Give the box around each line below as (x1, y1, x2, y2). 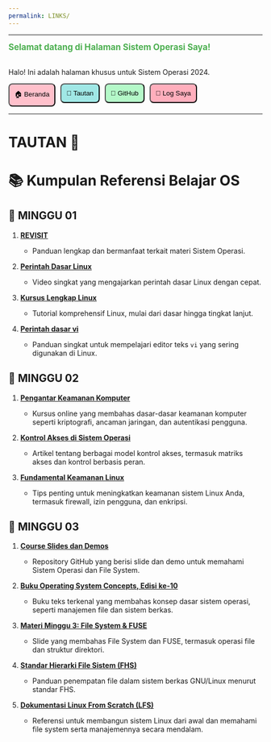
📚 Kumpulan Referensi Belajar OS (8, 172, 240, 189)
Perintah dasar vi (19, 324, 79, 334)
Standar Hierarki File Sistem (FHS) (19, 661, 137, 670)
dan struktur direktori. (31, 645, 105, 655)
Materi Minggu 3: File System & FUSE (19, 621, 148, 631)
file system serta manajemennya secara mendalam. (31, 724, 204, 734)
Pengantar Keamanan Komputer (19, 392, 131, 403)
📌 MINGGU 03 (8, 520, 79, 534)
